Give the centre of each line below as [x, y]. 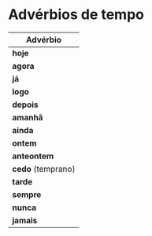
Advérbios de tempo [76, 15]
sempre [27, 194]
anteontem [33, 156]
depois [25, 105]
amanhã [28, 117]
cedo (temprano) [44, 169]
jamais [25, 220]
